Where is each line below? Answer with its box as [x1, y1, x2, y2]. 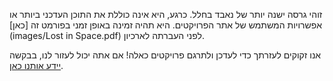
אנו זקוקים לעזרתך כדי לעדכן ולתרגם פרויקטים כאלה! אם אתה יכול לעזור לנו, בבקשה [9, 49, 322, 61]
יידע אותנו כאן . [9, 60, 64, 71]
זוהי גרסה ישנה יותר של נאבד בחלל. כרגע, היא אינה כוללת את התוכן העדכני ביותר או [9, 9, 323, 20]
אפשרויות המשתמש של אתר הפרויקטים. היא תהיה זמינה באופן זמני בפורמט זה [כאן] [9, 19, 323, 31]
